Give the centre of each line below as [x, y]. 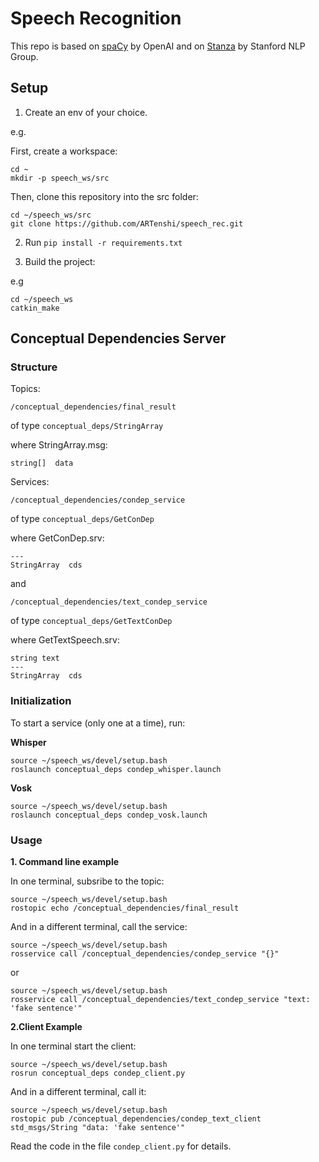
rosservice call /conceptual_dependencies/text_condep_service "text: [160, 1000]
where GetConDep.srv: [57, 538]
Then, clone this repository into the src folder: [104, 196]
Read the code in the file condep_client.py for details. [121, 1146]
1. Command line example [65, 862]
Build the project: [60, 261]
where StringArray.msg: [59, 445]
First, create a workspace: [64, 151]
